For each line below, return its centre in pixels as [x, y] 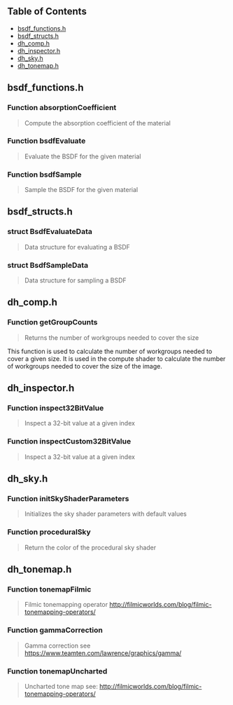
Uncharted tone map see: [61, 687]
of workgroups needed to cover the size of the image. [85, 366]
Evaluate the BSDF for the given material [83, 156]
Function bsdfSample [44, 174]
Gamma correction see [57, 645]
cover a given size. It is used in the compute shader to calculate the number [116, 358]
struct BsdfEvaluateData [50, 232]
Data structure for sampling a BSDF [76, 280]
